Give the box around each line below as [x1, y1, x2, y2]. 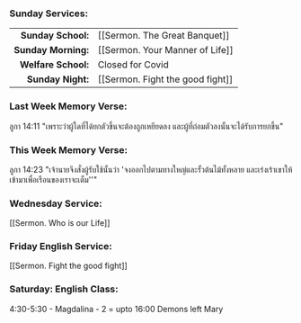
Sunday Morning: [13, 44, 90, 57]
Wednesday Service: [9, 197, 103, 210]
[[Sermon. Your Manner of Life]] [97, 44, 234, 57]
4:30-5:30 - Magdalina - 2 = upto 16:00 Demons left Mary [9, 303, 224, 314]
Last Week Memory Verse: [9, 100, 128, 112]
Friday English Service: [9, 240, 112, 253]
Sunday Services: [9, 7, 88, 20]
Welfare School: [19, 58, 90, 71]
